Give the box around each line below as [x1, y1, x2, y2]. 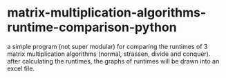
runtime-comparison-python [7, 19, 178, 35]
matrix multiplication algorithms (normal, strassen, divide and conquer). [7, 50, 211, 58]
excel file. [7, 64, 35, 72]
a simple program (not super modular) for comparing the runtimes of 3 [7, 42, 208, 50]
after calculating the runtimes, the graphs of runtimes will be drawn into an [7, 57, 220, 65]
